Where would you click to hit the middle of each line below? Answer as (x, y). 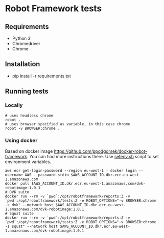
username (14, 175)
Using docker (21, 141)
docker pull (17, 183)
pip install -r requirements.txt (41, 76)
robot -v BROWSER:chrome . (33, 128)
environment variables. (28, 162)
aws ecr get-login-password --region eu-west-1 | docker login (71, 170)
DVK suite (19, 192)
